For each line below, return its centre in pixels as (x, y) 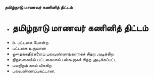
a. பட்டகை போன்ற (30, 42)
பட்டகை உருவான (29, 48)
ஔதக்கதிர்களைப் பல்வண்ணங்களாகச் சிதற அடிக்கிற (63, 54)
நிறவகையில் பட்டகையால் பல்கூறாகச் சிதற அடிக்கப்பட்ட (64, 59)
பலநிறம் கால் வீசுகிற (32, 65)
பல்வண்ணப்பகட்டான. (34, 71)
